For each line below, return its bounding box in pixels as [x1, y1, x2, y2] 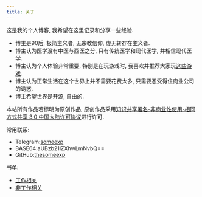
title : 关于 [6, 9, 35, 15]
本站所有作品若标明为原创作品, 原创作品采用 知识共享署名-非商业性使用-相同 [6, 105, 196, 112]
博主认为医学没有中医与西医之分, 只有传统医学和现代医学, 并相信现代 [15, 47, 187, 54]
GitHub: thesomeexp [15, 151, 66, 158]
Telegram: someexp [15, 138, 64, 145]
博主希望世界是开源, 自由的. [15, 92, 84, 100]
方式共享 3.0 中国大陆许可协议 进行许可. [6, 113, 105, 120]
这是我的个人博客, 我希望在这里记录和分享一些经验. [6, 26, 134, 33]
